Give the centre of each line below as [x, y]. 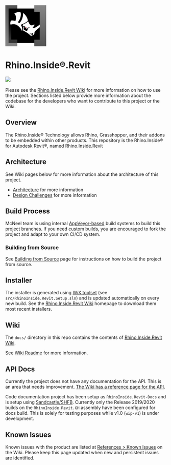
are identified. [20, 458]
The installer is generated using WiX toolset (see [56, 293]
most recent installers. [29, 309]
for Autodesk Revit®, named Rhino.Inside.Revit [54, 146]
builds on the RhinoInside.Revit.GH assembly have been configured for [80, 408]
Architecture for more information [48, 190]
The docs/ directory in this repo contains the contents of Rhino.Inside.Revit [84, 337]
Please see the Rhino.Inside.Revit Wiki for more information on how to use [83, 90]
